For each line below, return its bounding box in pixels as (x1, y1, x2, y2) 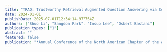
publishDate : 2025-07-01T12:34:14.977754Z (5, 16, 94, 21)
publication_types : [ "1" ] (5, 26, 59, 31)
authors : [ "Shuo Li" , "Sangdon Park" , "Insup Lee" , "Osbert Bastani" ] (5, 21, 155, 26)
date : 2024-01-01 (5, 12, 41, 17)
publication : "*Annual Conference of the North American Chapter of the (5, 40, 159, 45)
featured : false (5, 35, 39, 40)
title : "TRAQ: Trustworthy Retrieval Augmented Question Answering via (5, 7, 157, 12)
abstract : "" (5, 30, 32, 35)
